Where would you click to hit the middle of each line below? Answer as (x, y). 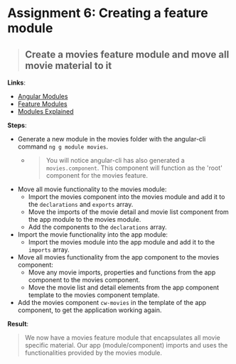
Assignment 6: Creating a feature (108, 13)
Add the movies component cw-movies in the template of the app (112, 303)
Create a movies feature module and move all (127, 54)
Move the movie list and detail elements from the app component (123, 287)
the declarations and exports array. (81, 204)
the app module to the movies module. (85, 219)
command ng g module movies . (63, 146)
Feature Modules (42, 104)
